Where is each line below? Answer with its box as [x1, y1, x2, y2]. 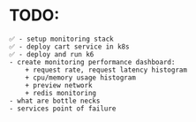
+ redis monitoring [25, 88, 97, 97]
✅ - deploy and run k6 [9, 50, 94, 58]
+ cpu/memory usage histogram [25, 72, 137, 82]
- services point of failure [9, 103, 117, 113]
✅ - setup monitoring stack [9, 34, 115, 43]
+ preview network [25, 80, 93, 89]
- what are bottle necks [9, 96, 101, 105]
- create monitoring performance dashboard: [9, 57, 176, 66]
